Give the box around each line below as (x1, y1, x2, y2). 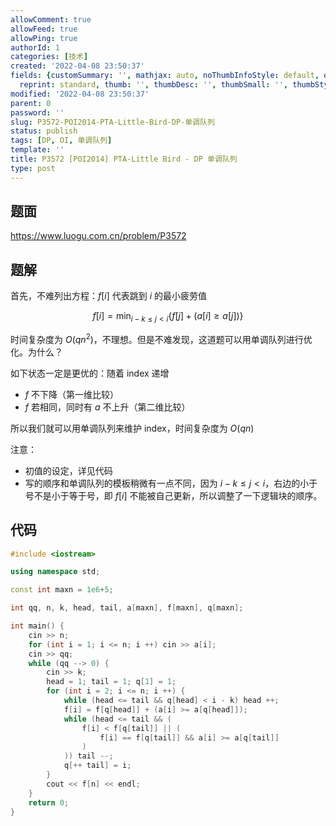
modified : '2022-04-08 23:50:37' (10, 89, 150, 99)
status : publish (10, 126, 78, 136)
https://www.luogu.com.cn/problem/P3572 (10, 230, 187, 242)
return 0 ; (28, 797, 70, 808)
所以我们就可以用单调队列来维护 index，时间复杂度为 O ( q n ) (10, 422, 255, 434)
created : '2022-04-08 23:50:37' (10, 61, 145, 71)
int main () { (10, 621, 65, 631)
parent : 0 (10, 98, 52, 108)
